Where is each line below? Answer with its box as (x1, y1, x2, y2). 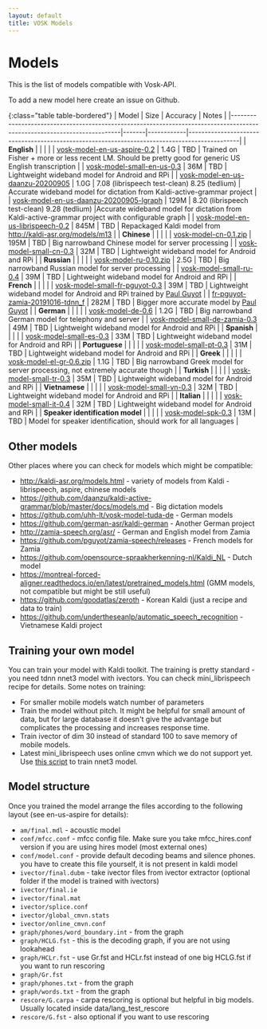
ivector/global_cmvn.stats (19, 912, 110, 920)
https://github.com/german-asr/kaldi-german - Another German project (19, 518, 255, 528)
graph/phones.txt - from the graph (19, 978, 134, 987)
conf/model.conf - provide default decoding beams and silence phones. (19, 850, 256, 860)
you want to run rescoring (19, 960, 105, 971)
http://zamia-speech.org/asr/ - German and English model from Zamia (19, 527, 250, 537)
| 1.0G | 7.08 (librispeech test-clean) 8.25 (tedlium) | (71, 179, 241, 189)
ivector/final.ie (19, 886, 78, 894)
